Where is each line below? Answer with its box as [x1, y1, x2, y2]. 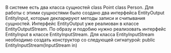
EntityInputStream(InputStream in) [5, 42, 78, 48]
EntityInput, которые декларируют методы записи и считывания [5, 15, 145, 21]
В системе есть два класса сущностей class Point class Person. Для [5, 5, 154, 10]
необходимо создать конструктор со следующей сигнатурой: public [5, 37, 155, 43]
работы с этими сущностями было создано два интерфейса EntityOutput [5, 10, 165, 16]
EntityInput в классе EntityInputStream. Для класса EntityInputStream [5, 32, 155, 37]
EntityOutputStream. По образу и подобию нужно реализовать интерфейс [5, 26, 166, 32]
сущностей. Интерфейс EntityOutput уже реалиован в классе [5, 20, 139, 26]
